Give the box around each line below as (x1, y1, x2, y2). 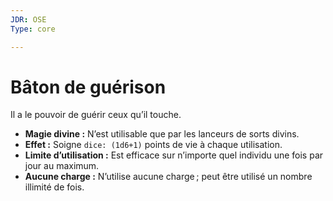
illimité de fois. (24, 181, 85, 193)
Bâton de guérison (10, 76, 167, 98)
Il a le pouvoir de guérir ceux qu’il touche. (10, 109, 182, 121)
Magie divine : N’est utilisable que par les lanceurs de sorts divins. (24, 128, 300, 140)
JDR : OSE (10, 14, 47, 25)
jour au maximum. (24, 160, 100, 172)
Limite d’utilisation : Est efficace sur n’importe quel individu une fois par (24, 149, 324, 161)
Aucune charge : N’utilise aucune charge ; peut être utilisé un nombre (24, 171, 313, 183)
